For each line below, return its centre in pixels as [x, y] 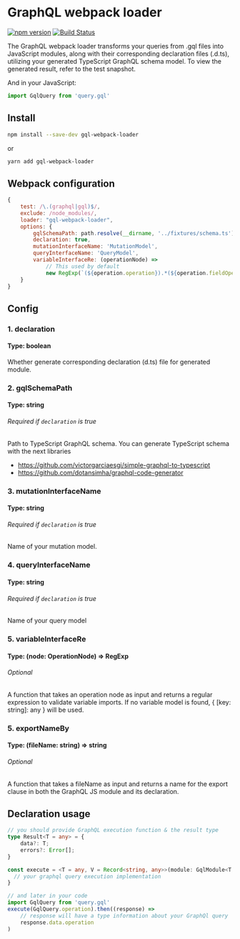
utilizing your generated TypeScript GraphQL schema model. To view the [114, 61]
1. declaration [31, 329]
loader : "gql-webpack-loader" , [67, 220]
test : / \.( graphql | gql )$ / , [60, 207]
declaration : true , [62, 240]
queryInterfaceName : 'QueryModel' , [86, 253]
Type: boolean [29, 346]
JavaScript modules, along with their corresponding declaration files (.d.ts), [119, 54]
